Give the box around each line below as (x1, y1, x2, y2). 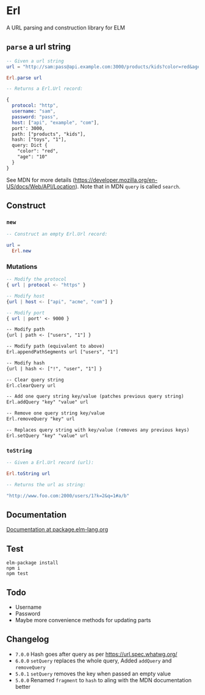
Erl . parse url (6, 75, 43, 81)
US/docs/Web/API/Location (6, 182, 76, 190)
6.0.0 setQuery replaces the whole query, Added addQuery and (15, 656, 172, 664)
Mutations (6, 262, 38, 271)
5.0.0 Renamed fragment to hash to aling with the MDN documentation (15, 676, 192, 683)
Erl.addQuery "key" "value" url (6, 399, 88, 405)
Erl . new (12, 248, 32, 254)
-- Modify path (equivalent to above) (6, 344, 105, 350)
